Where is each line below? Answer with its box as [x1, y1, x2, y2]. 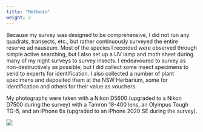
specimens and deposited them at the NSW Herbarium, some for [6, 76, 168, 84]
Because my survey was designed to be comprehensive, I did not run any [6, 31, 190, 38]
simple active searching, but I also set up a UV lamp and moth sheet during [6, 50, 194, 58]
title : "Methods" [6, 8, 50, 15]
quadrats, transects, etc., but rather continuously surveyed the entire [6, 38, 178, 45]
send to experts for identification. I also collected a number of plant [6, 70, 175, 77]
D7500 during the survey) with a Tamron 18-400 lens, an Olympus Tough [6, 101, 189, 108]
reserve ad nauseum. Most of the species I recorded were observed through [6, 44, 197, 51]
